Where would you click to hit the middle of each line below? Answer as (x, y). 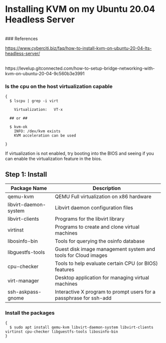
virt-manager (23, 281)
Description (107, 188)
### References (21, 39)
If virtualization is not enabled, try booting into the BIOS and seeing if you (80, 153)
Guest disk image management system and (105, 249)
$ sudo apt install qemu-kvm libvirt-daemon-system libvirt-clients (82, 328)
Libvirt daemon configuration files (94, 208)
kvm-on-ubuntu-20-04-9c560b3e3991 (45, 73)
